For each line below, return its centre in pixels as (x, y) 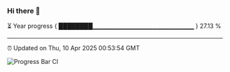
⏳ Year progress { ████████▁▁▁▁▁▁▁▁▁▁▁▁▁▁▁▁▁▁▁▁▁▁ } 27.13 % (114, 26)
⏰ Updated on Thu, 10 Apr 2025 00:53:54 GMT (74, 48)
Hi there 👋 (24, 11)
